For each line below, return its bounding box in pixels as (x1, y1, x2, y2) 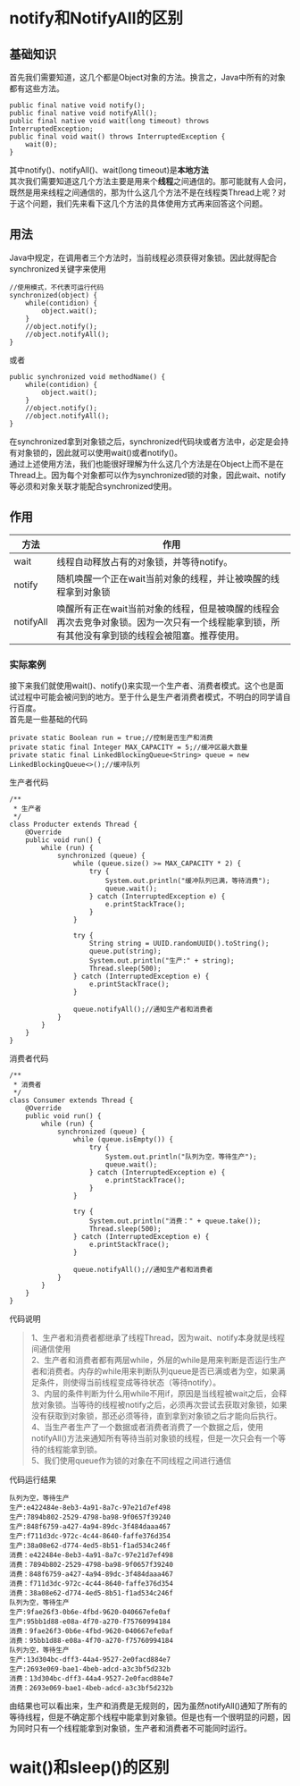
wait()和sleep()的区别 (9, 1757, 170, 1778)
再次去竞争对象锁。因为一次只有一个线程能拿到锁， (56, 616, 271, 628)
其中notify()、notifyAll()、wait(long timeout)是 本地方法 (9, 164, 210, 175)
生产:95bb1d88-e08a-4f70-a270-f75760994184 (9, 1617, 171, 1626)
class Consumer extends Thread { (9, 1096, 134, 1105)
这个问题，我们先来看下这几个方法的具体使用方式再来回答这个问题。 (16, 198, 268, 208)
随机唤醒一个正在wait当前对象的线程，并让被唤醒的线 (56, 572, 279, 585)
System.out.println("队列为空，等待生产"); (104, 1152, 257, 1161)
